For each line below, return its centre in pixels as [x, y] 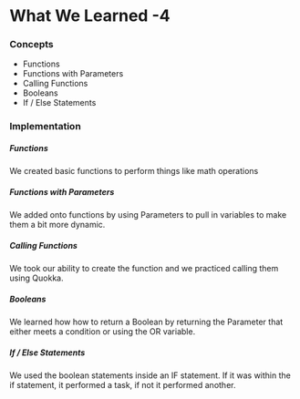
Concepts [32, 45]
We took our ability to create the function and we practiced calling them [144, 269]
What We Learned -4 [90, 16]
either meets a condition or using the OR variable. [103, 332]
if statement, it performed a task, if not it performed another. [123, 385]
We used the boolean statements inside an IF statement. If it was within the [150, 375]
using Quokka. [36, 278]
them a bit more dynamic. [57, 225]
